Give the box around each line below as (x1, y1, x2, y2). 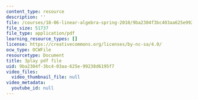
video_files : (6, 69, 38, 75)
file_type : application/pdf (6, 31, 75, 36)
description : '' (6, 14, 46, 20)
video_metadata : (6, 80, 46, 86)
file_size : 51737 (6, 25, 49, 31)
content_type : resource (6, 8, 65, 15)
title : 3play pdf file (6, 58, 62, 64)
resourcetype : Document (6, 52, 65, 58)
